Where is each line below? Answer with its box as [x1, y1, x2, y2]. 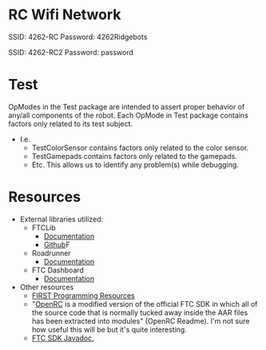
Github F [43, 240, 70, 249]
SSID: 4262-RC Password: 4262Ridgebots [8, 32, 148, 42]
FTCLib [31, 222, 56, 233]
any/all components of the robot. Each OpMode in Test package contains [8, 110, 249, 120]
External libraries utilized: [19, 214, 104, 224]
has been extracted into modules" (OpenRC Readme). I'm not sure [31, 316, 250, 325]
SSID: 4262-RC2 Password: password [8, 47, 134, 57]
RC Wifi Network [8, 6, 121, 24]
